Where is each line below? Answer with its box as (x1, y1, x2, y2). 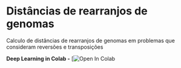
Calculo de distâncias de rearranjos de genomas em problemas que (6, 37, 176, 44)
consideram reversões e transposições (6, 43, 104, 51)
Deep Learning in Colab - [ (6, 55, 74, 62)
